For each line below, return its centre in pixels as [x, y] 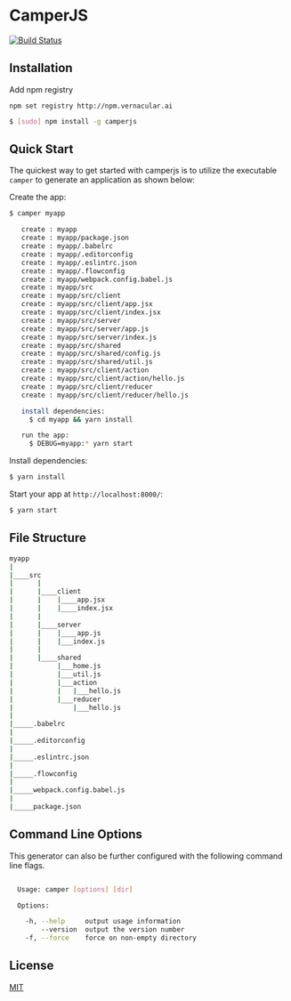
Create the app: [38, 198]
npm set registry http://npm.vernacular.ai [91, 106]
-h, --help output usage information [103, 922]
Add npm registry [41, 89]
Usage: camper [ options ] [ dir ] [75, 889]
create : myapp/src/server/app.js [85, 329]
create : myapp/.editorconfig [77, 254]
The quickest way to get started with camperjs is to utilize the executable [143, 171]
